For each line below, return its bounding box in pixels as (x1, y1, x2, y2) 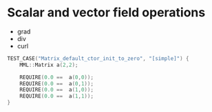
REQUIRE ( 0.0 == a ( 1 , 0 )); (19, 87, 94, 94)
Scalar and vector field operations (7, 5, 206, 20)
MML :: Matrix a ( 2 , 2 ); (19, 61, 78, 68)
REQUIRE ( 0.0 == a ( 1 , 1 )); (19, 93, 94, 100)
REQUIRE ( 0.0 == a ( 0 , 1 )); (19, 80, 94, 87)
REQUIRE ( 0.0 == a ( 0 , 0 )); (19, 74, 94, 81)
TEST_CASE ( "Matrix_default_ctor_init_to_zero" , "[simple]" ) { (7, 55, 189, 62)
